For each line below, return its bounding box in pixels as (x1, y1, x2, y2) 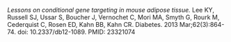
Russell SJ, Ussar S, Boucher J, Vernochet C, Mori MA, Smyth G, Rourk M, (7, 13, 220, 21)
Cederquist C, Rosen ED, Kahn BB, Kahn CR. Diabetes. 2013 (7, 21, 179, 28)
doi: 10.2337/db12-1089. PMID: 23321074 (17, 28, 136, 36)
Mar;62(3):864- (180, 21, 225, 28)
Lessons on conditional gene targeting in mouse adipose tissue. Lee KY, (7, 6, 214, 14)
